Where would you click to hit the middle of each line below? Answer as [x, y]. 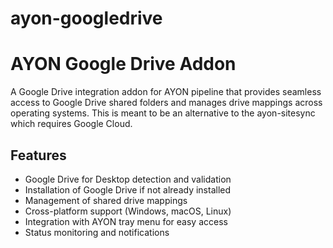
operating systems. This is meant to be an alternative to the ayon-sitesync [163, 113]
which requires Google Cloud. [71, 124]
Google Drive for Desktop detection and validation [128, 179]
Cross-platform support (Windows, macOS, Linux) [128, 211]
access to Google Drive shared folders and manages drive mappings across [166, 103]
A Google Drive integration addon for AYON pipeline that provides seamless [166, 92]
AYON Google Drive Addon [123, 64]
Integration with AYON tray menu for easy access [126, 221]
